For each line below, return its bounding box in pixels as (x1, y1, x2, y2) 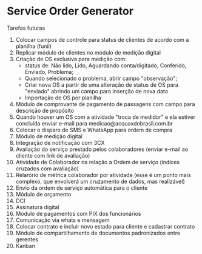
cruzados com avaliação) (15, 165, 79, 172)
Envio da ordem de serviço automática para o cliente (15, 184, 148, 192)
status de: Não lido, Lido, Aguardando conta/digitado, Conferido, (24, 62, 187, 69)
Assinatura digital (15, 203, 59, 210)
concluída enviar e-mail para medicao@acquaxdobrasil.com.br (15, 119, 173, 127)
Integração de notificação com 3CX (15, 139, 105, 146)
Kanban (15, 242, 36, 249)
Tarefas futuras (7, 24, 45, 32)
